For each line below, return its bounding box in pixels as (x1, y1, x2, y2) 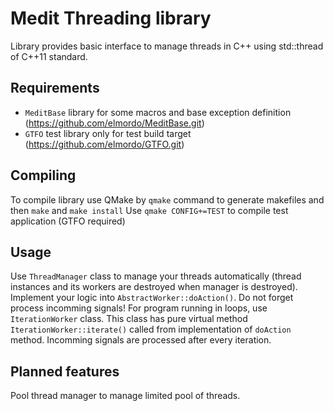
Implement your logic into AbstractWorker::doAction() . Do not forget (10, 292, 294, 304)
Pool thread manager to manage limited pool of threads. (10, 390, 241, 402)
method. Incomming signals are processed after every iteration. (10, 334, 272, 346)
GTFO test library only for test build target (24, 127, 192, 139)
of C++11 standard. (10, 50, 88, 62)
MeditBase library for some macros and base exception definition (24, 106, 292, 118)
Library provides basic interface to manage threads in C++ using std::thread (10, 40, 324, 52)
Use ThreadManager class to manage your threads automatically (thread (10, 270, 302, 282)
